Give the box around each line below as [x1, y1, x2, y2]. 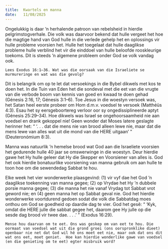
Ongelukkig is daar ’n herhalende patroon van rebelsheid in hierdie [5, 26, 143, 32]
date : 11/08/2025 [5, 12, 46, 17]
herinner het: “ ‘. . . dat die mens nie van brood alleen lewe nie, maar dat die [5, 123, 161, 129]
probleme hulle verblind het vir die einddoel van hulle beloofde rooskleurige [5, 47, 161, 53]
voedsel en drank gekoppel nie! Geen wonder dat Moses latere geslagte [5, 118, 154, 124]
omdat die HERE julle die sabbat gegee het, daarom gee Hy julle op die [5, 206, 151, 212]
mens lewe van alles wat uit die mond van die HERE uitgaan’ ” [5, 128, 132, 134]
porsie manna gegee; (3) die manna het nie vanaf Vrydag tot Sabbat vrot [5, 185, 155, 191]
